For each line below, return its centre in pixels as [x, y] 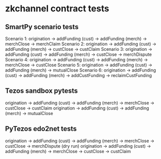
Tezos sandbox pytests [41, 91]
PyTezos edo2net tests [41, 129]
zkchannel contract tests [57, 9]
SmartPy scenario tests [42, 27]
